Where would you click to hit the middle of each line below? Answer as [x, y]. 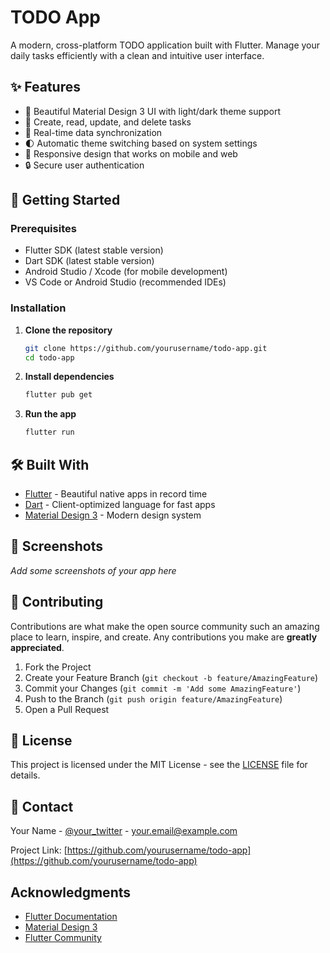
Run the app [50, 414]
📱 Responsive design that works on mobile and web [131, 153]
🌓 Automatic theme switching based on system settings [141, 143]
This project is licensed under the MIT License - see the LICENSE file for [159, 765]
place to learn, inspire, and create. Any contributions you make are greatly [164, 637]
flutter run [49, 432]
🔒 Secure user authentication [84, 165]
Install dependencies [69, 377]
